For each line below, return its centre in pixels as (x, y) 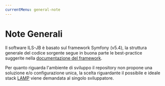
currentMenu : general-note (33, 10)
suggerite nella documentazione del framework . (54, 58)
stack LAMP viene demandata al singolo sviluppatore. (60, 78)
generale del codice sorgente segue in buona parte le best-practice (74, 53)
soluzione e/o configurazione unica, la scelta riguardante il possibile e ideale (83, 73)
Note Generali (34, 34)
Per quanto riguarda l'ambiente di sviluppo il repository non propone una (79, 67)
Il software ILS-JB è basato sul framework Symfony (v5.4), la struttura (76, 48)
